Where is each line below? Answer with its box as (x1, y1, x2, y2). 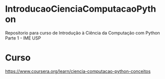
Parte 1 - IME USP (5, 35, 41, 41)
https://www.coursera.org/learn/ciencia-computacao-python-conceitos (5, 68, 151, 74)
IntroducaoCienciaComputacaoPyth (5, 3, 156, 15)
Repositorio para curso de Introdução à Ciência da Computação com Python (5, 30, 160, 36)
